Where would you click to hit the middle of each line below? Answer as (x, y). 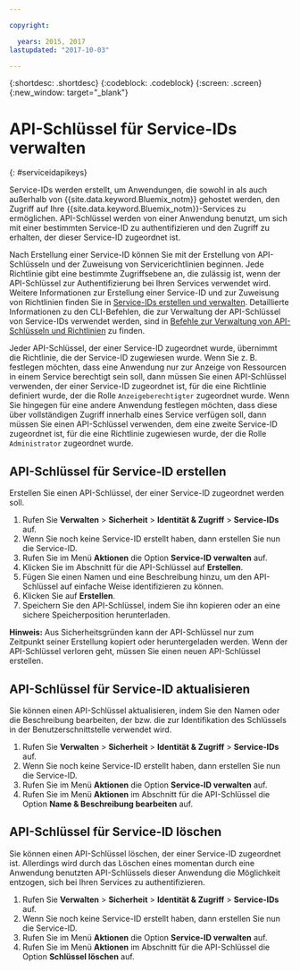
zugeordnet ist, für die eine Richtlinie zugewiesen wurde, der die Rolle (138, 434)
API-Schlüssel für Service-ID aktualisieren (130, 689)
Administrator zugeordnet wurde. (71, 443)
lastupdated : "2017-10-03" (59, 50)
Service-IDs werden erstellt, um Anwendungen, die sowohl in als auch (138, 190)
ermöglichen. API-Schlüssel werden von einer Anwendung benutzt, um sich (148, 218)
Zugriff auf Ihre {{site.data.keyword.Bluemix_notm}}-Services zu (128, 209)
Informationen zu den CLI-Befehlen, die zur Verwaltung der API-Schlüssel (145, 312)
